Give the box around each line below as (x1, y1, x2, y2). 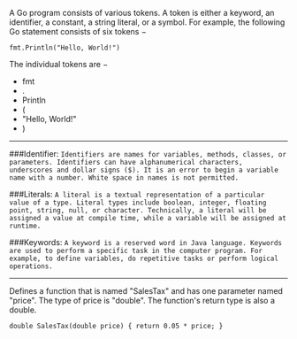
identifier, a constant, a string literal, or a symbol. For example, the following (9, 17, 286, 27)
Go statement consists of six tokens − (9, 27, 148, 36)
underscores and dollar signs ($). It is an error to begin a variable (9, 166, 278, 174)
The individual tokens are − (9, 59, 109, 69)
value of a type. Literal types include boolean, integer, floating (9, 198, 267, 207)
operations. (9, 262, 53, 271)
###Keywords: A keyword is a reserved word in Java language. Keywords (9, 237, 283, 247)
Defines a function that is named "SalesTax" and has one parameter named (9, 286, 283, 296)
